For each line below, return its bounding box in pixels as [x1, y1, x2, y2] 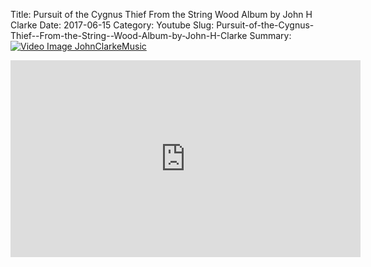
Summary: [249, 30, 292, 41]
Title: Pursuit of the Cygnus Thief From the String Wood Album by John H [10, 9, 313, 20]
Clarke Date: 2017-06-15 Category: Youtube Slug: [10, 19, 215, 31]
